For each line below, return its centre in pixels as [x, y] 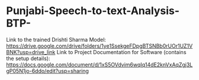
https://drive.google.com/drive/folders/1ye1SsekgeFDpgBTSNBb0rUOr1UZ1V [99, 46]
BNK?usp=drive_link [31, 52]
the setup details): [28, 58]
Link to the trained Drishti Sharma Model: [56, 39]
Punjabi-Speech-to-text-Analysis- [93, 11]
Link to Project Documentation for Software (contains [121, 52]
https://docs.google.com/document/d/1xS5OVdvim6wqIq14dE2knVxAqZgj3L [99, 64]
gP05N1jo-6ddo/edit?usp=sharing [47, 71]
